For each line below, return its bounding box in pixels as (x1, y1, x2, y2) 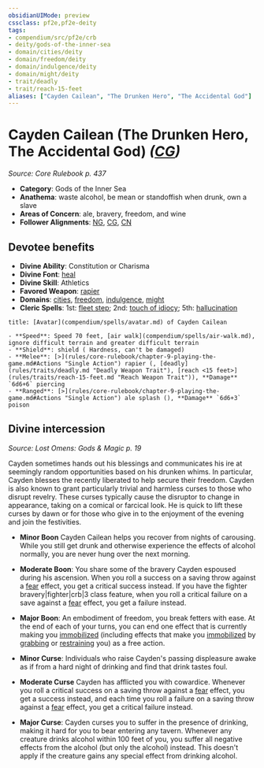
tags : (8, 26, 26, 34)
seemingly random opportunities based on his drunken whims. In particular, (8, 466, 254, 477)
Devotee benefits (8, 240, 95, 254)
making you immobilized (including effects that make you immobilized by (19, 629, 256, 639)
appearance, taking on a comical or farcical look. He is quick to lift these (8, 500, 243, 510)
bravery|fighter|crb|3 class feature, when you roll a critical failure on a (19, 589, 248, 599)
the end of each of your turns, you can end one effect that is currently (19, 621, 247, 631)
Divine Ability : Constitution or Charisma (19, 262, 150, 270)
